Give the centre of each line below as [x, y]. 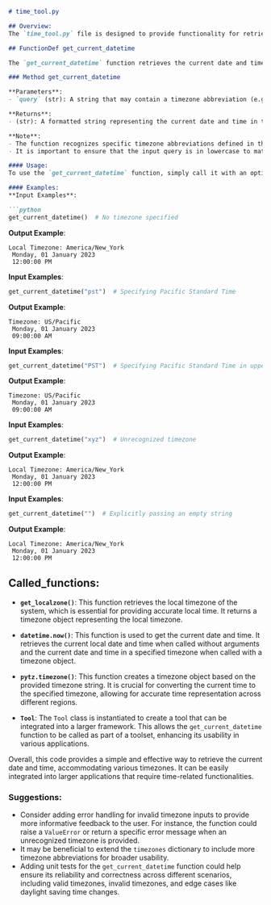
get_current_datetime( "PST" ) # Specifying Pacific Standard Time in [128, 366]
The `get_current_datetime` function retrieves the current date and [128, 63]
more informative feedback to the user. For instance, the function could [138, 823]
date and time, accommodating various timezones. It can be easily [119, 768]
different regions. [49, 702]
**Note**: [25, 136]
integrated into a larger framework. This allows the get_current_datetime [141, 726]
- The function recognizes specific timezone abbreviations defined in [131, 144]
